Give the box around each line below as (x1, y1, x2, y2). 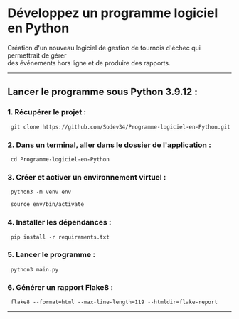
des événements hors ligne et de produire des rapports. (7, 58, 171, 67)
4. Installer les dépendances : (7, 217, 112, 227)
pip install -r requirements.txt (10, 233, 110, 241)
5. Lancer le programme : (7, 250, 96, 260)
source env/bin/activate (10, 201, 84, 208)
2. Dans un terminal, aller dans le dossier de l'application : (7, 140, 211, 150)
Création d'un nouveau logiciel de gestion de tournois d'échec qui (7, 43, 201, 52)
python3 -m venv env (10, 188, 72, 196)
